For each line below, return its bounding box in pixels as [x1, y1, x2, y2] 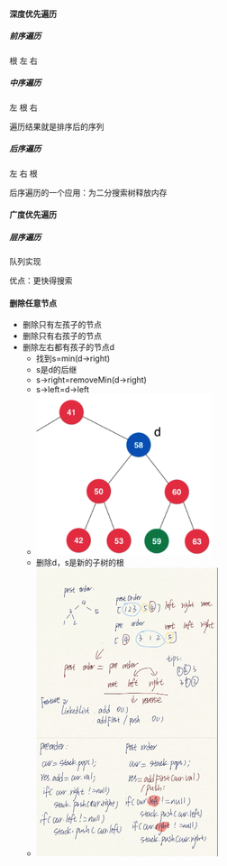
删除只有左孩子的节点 [22, 319, 102, 330]
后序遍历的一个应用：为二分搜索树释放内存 [9, 187, 168, 198]
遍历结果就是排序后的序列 [9, 121, 104, 132]
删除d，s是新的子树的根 [35, 557, 124, 568]
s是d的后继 [35, 364, 77, 375]
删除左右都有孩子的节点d [22, 342, 115, 353]
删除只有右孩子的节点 [22, 330, 102, 342]
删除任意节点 [9, 298, 57, 309]
